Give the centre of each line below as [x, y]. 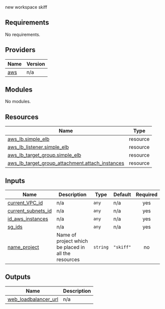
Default [122, 195]
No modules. [18, 102]
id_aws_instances [28, 219]
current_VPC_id [25, 203]
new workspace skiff [26, 7]
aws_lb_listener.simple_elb [38, 147]
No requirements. [23, 34]
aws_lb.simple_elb [28, 139]
